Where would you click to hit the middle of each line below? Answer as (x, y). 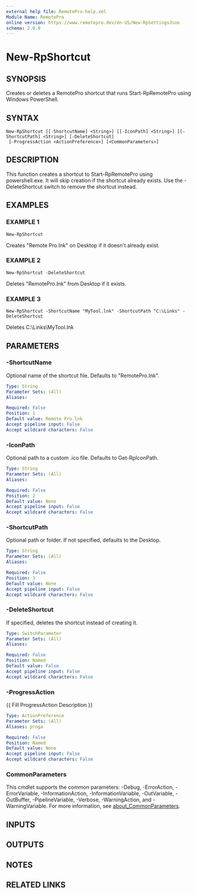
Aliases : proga (25, 726)
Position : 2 (21, 496)
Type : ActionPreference (35, 716)
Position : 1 (21, 414)
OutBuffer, (19, 800)
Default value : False (33, 666)
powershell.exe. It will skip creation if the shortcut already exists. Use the (95, 180)
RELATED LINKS (36, 885)
